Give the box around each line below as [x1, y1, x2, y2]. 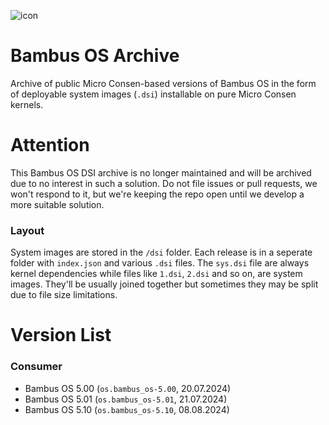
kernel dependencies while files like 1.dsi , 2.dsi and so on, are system [10, 268, 303, 280]
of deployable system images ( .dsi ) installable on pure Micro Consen [10, 88, 297, 100]
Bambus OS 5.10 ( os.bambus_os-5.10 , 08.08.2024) [24, 403, 230, 415]
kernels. [10, 98, 44, 110]
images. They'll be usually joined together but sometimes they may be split [10, 278, 319, 290]
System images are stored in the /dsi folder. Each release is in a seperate [10, 246, 313, 259]
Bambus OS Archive [10, 45, 180, 67]
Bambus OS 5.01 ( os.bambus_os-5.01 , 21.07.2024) [24, 393, 228, 405]
